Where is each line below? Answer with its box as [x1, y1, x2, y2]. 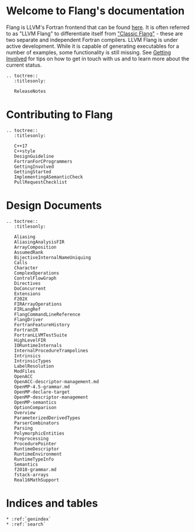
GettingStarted [14, 168, 51, 175]
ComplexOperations [14, 270, 60, 276]
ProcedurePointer [14, 440, 57, 447]
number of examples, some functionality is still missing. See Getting [6, 48, 171, 56]
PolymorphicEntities [14, 430, 65, 436]
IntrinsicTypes [14, 358, 51, 364]
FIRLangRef [14, 306, 41, 312]
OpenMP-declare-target [14, 389, 70, 395]
